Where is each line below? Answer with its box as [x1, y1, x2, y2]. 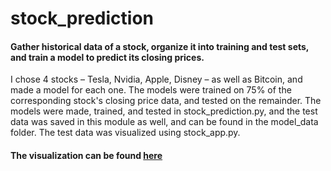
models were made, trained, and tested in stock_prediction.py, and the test [10, 105, 318, 117]
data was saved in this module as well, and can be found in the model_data [10, 116, 319, 128]
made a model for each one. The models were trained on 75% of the [10, 84, 292, 96]
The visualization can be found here [10, 149, 163, 161]
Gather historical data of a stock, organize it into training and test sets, [10, 40, 310, 52]
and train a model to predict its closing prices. [10, 51, 205, 63]
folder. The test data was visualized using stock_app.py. [10, 127, 241, 139]
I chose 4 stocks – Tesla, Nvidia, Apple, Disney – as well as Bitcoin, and [10, 73, 303, 86]
